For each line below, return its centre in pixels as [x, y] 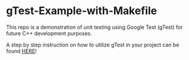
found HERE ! [22, 51]
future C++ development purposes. [49, 33]
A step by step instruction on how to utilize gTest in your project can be [93, 45]
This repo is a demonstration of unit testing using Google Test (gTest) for [94, 27]
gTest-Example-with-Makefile [82, 11]
